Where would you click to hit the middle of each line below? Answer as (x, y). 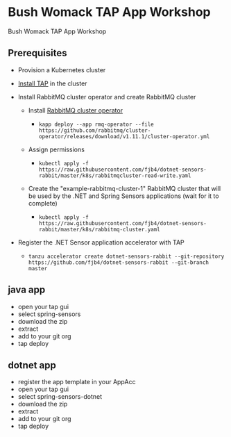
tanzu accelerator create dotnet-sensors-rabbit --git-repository (126, 256)
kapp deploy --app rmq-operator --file (96, 124)
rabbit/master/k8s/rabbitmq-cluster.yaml (99, 229)
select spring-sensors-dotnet (60, 397)
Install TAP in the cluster (52, 83)
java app (27, 290)
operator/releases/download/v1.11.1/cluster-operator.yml (124, 136)
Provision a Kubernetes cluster (62, 69)
